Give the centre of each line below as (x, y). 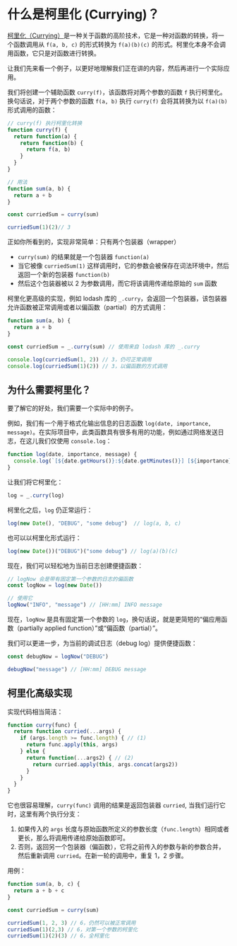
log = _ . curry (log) (36, 495)
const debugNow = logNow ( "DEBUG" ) (58, 656)
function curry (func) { (42, 725)
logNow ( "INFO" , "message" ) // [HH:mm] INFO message (85, 605)
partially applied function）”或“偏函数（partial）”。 (91, 628)
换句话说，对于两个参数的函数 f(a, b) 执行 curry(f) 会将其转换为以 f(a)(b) (117, 101)
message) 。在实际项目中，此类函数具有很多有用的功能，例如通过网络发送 (113, 432)
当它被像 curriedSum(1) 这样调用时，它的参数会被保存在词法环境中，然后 (123, 266)
